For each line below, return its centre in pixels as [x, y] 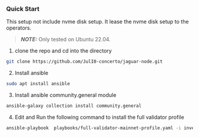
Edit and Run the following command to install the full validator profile [99, 117]
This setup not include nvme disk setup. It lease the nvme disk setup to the [97, 22]
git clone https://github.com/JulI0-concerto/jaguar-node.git [84, 62]
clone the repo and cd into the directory [63, 51]
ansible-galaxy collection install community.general [74, 106]
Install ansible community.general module [65, 95]
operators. [19, 28]
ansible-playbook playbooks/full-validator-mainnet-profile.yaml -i [94, 128]
